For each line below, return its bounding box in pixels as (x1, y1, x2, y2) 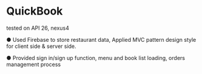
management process (6, 61, 61, 68)
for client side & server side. (6, 42, 77, 50)
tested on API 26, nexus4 (6, 24, 70, 32)
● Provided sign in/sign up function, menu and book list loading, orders (6, 54, 185, 61)
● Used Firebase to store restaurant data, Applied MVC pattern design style (6, 36, 197, 43)
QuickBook (6, 4, 63, 18)
